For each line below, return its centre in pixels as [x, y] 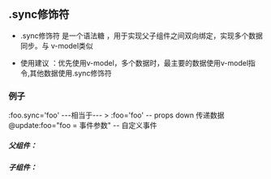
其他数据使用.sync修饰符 [71, 73]
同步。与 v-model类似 [56, 45]
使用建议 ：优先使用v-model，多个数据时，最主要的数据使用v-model [134, 62]
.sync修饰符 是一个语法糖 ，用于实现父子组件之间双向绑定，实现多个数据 [142, 36]
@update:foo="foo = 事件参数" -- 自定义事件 [83, 126]
